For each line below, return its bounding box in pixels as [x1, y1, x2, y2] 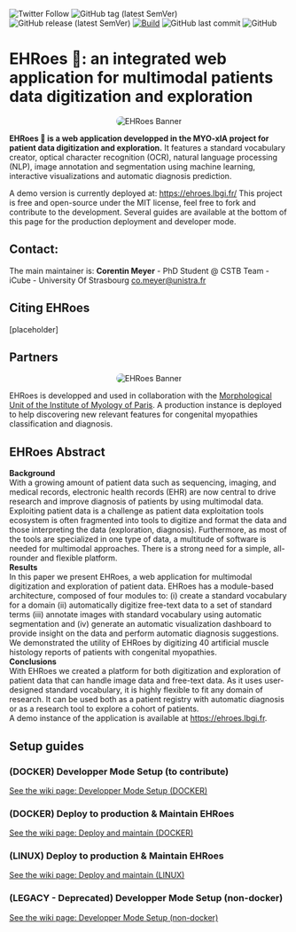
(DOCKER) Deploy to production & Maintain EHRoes [9, 807, 235, 819]
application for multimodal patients [9, 67, 274, 88]
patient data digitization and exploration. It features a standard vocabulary [9, 142, 286, 153]
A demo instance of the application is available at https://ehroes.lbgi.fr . [9, 713, 268, 724]
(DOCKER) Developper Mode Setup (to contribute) [9, 765, 230, 778]
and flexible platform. [39, 552, 118, 563]
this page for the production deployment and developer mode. [9, 215, 237, 226]
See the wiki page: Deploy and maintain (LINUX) [9, 870, 185, 881]
